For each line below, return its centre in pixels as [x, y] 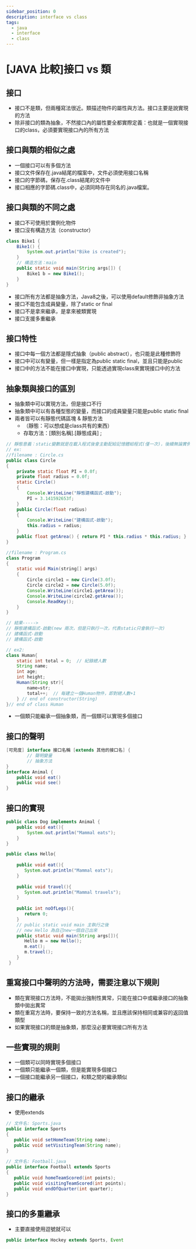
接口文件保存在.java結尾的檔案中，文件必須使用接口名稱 [81, 173]
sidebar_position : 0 [31, 11]
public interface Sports [36, 1129]
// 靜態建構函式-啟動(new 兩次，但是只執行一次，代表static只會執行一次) [85, 629]
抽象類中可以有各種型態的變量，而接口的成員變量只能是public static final [101, 411]
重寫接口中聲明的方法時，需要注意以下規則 [83, 983]
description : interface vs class [47, 17]
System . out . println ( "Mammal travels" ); [73, 892]
